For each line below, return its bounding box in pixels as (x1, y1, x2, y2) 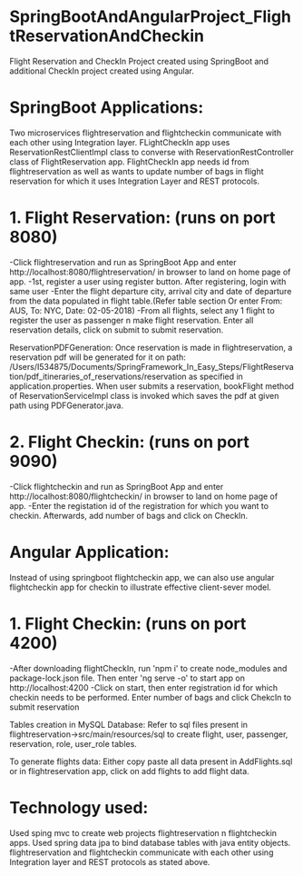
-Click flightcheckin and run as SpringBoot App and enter (9, 481, 224, 492)
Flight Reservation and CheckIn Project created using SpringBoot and (9, 55, 269, 66)
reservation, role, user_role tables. (9, 738, 138, 749)
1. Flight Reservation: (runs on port (9, 207, 276, 228)
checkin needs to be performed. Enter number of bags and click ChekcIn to (9, 692, 292, 702)
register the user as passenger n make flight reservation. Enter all (9, 314, 254, 325)
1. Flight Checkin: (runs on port (9, 613, 247, 633)
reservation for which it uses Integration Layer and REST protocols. (9, 175, 260, 186)
